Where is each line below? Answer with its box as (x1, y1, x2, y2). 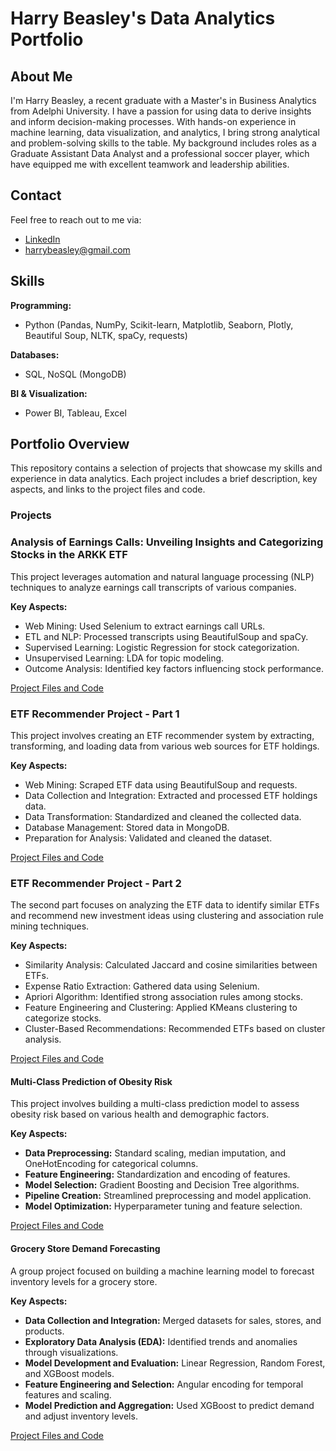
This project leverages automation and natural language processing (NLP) (10, 570, 315, 582)
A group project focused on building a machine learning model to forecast (10, 1265, 315, 1277)
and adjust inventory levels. (24, 1410, 138, 1422)
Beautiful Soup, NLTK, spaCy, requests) (24, 329, 188, 341)
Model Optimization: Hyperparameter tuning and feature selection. (24, 1200, 303, 1212)
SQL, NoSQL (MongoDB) (24, 368, 127, 380)
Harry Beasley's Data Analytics (10, 7, 276, 30)
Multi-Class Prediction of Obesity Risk (10, 1075, 173, 1087)
